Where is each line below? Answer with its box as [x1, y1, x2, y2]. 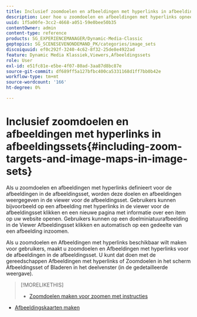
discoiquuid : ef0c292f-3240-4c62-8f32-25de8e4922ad [6, 47, 135, 53]
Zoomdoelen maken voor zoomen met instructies [29, 292, 148, 299]
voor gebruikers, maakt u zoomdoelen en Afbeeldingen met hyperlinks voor [6, 245, 189, 252]
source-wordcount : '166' [6, 80, 67, 85]
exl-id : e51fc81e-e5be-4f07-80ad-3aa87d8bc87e [6, 63, 122, 69]
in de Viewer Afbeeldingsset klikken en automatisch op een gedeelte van [6, 221, 182, 228]
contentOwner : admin [6, 25, 57, 31]
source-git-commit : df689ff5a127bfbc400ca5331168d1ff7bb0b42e [6, 68, 161, 74]
